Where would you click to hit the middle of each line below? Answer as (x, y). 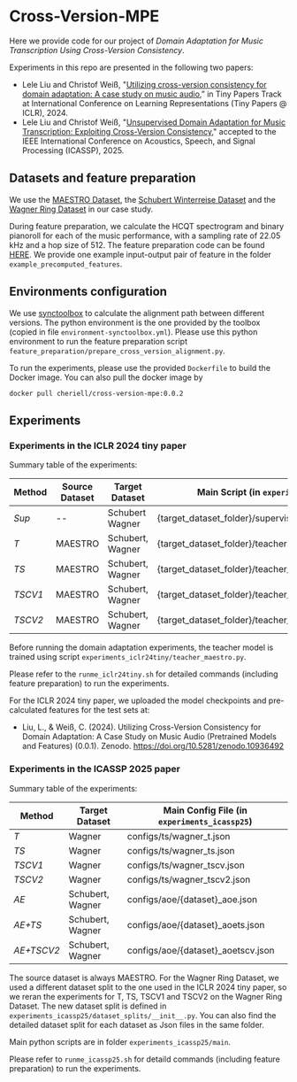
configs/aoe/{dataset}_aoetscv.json (201, 950)
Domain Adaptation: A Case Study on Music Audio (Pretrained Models (149, 737)
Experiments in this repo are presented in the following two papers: (131, 67)
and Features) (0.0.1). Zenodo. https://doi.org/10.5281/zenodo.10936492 (153, 746)
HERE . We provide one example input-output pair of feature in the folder (141, 254)
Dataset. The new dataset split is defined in (88, 1006)
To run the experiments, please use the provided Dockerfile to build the (140, 367)
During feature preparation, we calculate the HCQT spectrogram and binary (147, 226)
